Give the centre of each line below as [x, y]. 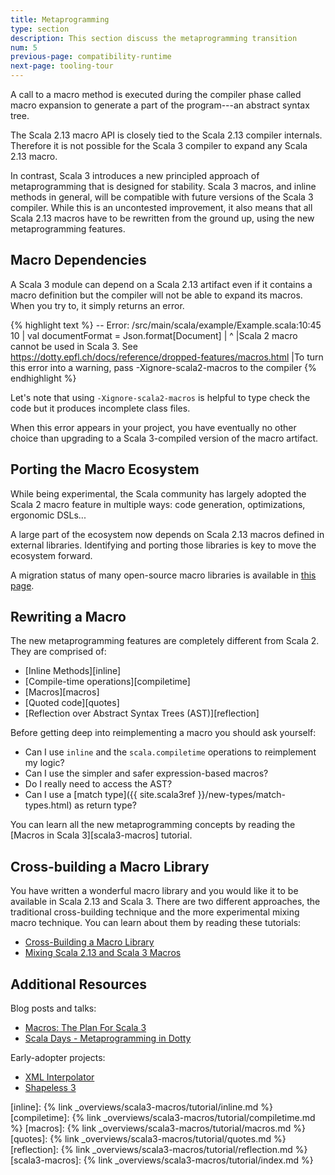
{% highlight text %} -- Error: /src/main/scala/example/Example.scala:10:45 [166, 325]
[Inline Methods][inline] [73, 671]
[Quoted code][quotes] [72, 703]
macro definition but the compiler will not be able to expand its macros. [156, 295]
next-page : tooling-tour [62, 66]
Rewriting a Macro [68, 617]
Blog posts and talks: [53, 1008]
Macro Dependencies [78, 260]
